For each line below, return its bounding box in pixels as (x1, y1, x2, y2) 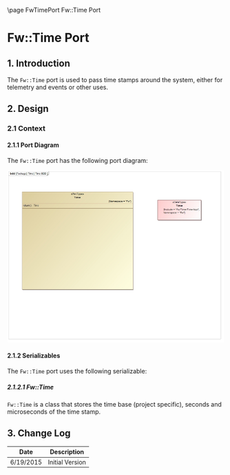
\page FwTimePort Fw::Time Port (7, 6, 101, 14)
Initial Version (48, 458, 86, 466)
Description (50, 448, 85, 456)
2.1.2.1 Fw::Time (7, 382, 54, 391)
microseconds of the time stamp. (7, 407, 101, 416)
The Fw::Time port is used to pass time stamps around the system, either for (7, 76, 223, 84)
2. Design (7, 103, 50, 115)
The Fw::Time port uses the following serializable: (7, 367, 147, 375)
